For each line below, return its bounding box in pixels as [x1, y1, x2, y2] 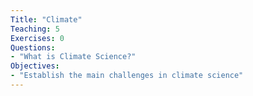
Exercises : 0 [10, 33, 65, 43]
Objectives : [10, 61, 60, 71]
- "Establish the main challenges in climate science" [10, 71, 244, 81]
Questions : [10, 42, 56, 53]
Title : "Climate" [10, 14, 83, 25]
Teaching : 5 [10, 24, 60, 34]
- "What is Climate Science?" [10, 52, 137, 62]
